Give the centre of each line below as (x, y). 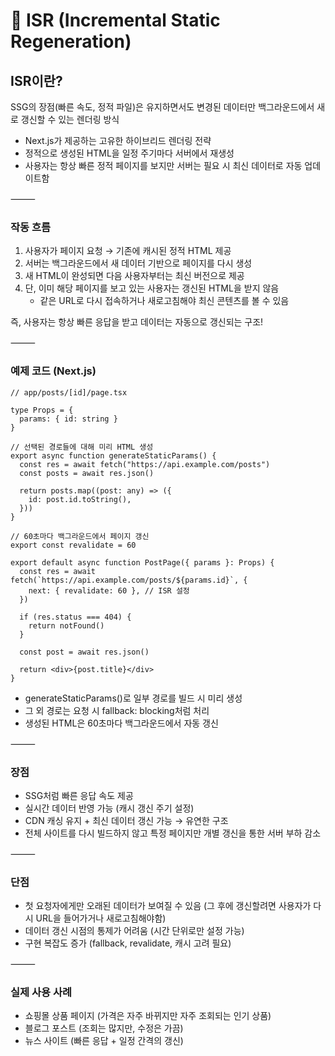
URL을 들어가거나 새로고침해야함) (101, 918)
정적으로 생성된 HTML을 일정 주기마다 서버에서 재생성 (129, 153)
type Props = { (42, 410)
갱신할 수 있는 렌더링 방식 (70, 119)
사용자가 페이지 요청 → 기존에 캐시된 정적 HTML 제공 (128, 251)
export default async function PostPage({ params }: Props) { (142, 562)
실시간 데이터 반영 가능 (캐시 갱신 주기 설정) (109, 808)
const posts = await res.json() (87, 473)
